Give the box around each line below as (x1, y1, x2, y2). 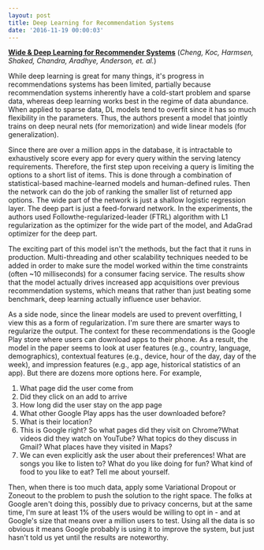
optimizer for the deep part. (8, 229, 98, 239)
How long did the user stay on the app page (19, 400, 163, 410)
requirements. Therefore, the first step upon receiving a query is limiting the (8, 162, 255, 172)
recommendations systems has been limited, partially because (8, 80, 211, 89)
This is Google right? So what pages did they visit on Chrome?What (19, 426, 239, 435)
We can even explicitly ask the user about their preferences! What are (19, 451, 247, 460)
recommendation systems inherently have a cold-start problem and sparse (8, 88, 251, 98)
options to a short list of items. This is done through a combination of (8, 170, 232, 180)
